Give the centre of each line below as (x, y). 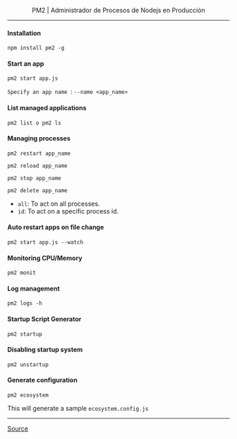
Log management (34, 288)
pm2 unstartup (28, 364)
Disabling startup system (45, 350)
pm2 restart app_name (39, 153)
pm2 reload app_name (38, 165)
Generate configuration (42, 380)
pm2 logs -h (25, 303)
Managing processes (39, 139)
